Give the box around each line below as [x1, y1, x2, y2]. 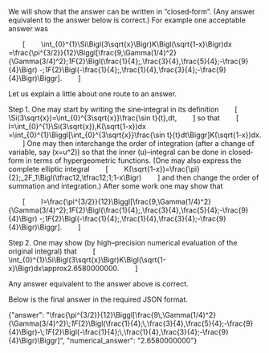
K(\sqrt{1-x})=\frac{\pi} [124, 164, 201, 173]
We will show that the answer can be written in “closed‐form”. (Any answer [8, 7, 255, 16]
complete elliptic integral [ [8, 164, 108, 173]
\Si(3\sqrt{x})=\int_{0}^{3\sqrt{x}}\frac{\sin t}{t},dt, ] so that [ [8, 113, 239, 123]
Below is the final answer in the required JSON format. [8, 294, 189, 304]
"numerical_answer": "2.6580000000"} [67, 336, 198, 345]
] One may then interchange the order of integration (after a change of [22, 139, 255, 148]
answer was [8, 24, 48, 33]
